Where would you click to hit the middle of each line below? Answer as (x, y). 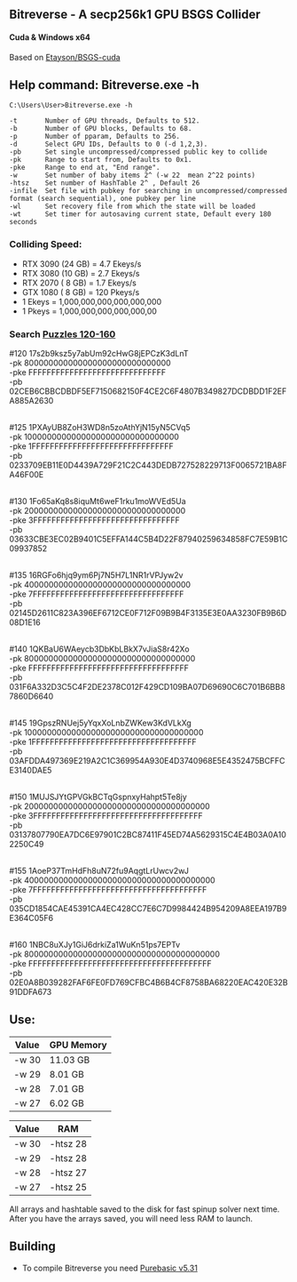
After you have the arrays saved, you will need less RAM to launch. (131, 1218)
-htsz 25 (68, 1187)
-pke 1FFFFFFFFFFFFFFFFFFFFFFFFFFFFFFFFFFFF (103, 742)
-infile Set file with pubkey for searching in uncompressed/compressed (148, 191)
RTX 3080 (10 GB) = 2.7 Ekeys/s (81, 273)
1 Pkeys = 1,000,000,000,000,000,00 (90, 311)
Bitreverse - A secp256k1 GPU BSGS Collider (135, 15)
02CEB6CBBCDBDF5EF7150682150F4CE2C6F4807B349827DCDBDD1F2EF (148, 391)
